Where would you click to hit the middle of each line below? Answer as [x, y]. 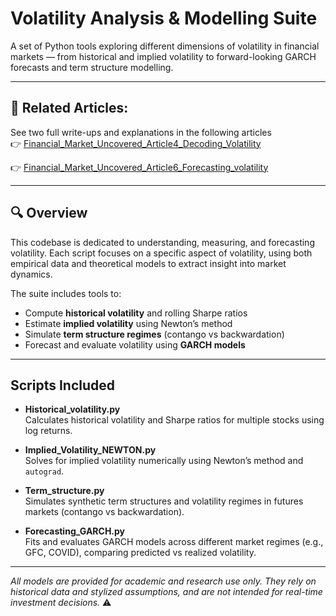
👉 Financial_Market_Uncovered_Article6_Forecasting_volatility [139, 167]
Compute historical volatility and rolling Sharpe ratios [136, 313]
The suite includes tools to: [66, 293]
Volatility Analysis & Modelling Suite [164, 18]
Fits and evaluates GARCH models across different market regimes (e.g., [174, 542]
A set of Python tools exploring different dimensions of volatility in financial [165, 46]
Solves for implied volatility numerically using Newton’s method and [164, 461]
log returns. [48, 431]
